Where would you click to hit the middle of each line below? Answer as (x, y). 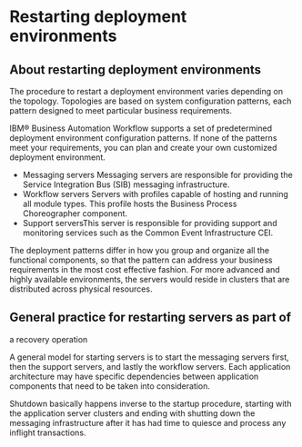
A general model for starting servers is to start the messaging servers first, (149, 357)
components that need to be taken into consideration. (110, 386)
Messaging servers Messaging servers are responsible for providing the (157, 175)
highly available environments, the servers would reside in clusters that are (150, 279)
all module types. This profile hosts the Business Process (130, 204)
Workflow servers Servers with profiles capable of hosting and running (155, 194)
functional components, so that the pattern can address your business (141, 260)
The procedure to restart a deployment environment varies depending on (146, 91)
